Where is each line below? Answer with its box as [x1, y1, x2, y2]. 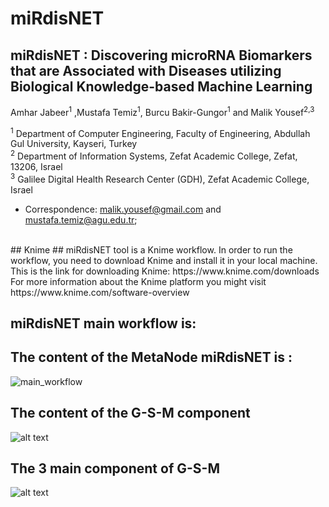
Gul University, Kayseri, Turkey [10, 138, 138, 150]
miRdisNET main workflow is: [10, 315, 197, 332]
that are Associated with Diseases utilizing [10, 62, 282, 79]
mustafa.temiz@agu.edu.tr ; [24, 213, 138, 226]
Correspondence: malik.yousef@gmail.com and [24, 203, 222, 215]
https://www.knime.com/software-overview [10, 286, 190, 298]
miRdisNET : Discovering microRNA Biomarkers [10, 47, 313, 64]
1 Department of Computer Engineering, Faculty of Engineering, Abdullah [10, 125, 311, 139]
